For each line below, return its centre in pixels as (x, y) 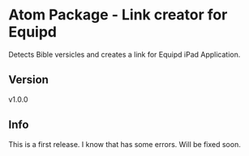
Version (28, 80)
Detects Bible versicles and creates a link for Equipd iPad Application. (124, 54)
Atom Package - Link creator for (118, 15)
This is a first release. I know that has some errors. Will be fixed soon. (124, 144)
